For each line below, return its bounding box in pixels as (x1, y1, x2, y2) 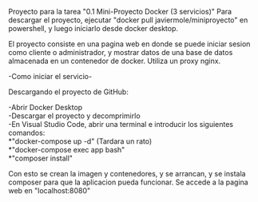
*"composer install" (8, 153, 73, 163)
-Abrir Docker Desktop (8, 103, 83, 112)
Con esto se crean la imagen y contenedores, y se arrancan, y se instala (8, 169, 246, 178)
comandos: (8, 128, 46, 137)
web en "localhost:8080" (8, 186, 91, 195)
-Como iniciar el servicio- (8, 72, 93, 81)
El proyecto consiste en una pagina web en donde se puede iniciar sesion (8, 39, 251, 49)
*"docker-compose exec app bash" (8, 145, 125, 154)
